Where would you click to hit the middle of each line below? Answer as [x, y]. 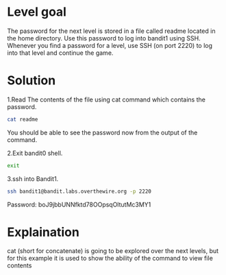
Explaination [43, 232]
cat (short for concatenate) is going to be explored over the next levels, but [113, 251]
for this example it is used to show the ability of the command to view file [110, 259]
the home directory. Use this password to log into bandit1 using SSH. [104, 38]
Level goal [37, 12]
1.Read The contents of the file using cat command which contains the [106, 99]
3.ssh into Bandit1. [33, 178]
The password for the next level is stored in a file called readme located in [111, 31]
